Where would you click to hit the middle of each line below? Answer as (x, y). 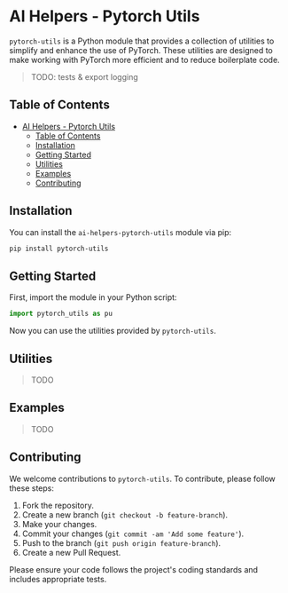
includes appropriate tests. (58, 579)
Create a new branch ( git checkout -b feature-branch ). (125, 514)
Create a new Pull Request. (71, 552)
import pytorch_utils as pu (61, 314)
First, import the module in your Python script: (93, 297)
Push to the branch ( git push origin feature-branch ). (121, 542)
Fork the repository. (58, 505)
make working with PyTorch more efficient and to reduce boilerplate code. (145, 59)
